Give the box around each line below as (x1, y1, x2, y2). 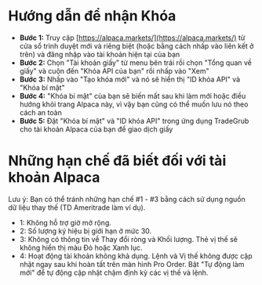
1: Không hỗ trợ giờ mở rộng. (19, 218, 112, 227)
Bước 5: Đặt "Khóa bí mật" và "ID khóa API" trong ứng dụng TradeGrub (19, 116, 249, 125)
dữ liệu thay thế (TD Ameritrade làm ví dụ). (8, 203, 146, 212)
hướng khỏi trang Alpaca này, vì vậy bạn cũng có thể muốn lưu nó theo (19, 99, 249, 109)
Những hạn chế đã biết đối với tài (8, 152, 227, 170)
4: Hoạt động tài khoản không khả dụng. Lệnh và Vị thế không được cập (19, 251, 253, 261)
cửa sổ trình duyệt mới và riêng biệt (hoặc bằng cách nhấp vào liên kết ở (19, 41, 254, 50)
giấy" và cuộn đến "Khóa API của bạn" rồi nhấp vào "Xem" (19, 66, 209, 75)
